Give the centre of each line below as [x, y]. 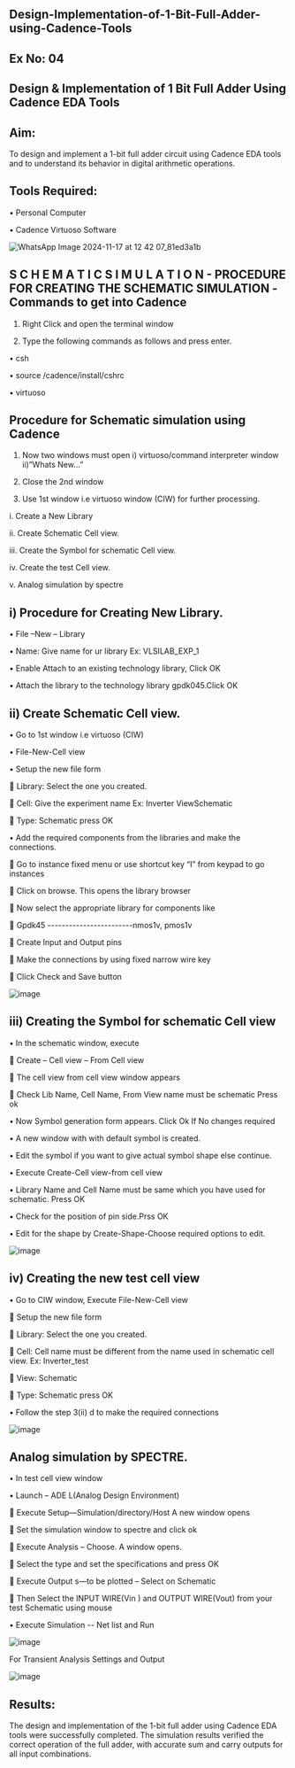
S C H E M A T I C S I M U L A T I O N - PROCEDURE [147, 275]
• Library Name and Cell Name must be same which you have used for [138, 1190]
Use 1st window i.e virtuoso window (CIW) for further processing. [141, 499]
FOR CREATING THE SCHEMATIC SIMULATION [140, 288]
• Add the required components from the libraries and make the [125, 838]
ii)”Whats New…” [53, 465]
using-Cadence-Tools [71, 29]
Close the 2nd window [63, 482]
